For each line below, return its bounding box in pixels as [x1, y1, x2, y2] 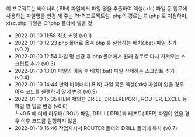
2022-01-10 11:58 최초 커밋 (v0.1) [14, 32, 92, 39]
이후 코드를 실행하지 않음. [20, 117, 79, 124]
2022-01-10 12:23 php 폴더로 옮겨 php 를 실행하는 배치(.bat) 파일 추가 [14, 40, 177, 46]
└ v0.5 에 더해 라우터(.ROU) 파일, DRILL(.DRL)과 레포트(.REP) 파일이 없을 [14, 110, 184, 117]
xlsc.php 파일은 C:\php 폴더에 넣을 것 [6, 20, 93, 26]
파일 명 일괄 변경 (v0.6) [14, 103, 68, 110]
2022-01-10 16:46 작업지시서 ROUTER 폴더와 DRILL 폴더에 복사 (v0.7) [14, 125, 177, 131]
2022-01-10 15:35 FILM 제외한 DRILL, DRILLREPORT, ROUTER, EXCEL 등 [14, 96, 187, 102]
